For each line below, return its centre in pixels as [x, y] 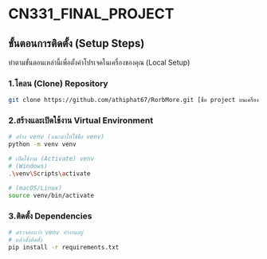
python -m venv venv [43, 144]
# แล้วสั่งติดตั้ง [25, 240]
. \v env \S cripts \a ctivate [49, 173]
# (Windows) [28, 167]
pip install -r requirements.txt [64, 247]
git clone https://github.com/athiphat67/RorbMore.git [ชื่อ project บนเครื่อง [133, 100]
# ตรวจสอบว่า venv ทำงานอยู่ [46, 232]
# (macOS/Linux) [35, 188]
